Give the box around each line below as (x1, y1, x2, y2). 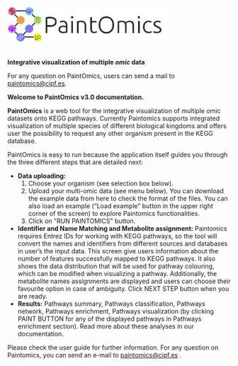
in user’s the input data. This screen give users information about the (17, 247, 219, 255)
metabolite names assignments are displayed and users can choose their (17, 277, 232, 285)
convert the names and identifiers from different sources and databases (17, 239, 228, 248)
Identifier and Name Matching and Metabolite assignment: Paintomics (17, 224, 227, 232)
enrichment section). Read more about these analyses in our (17, 322, 194, 331)
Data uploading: (17, 172, 66, 180)
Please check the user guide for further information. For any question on (7, 343, 219, 352)
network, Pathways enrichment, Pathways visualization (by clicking (17, 307, 215, 315)
